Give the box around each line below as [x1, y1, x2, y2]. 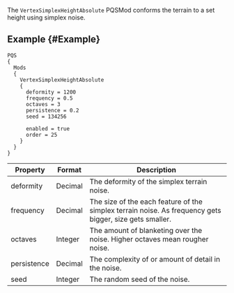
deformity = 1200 [25, 89, 77, 96]
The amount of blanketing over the [89, 225, 203, 235]
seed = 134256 [25, 113, 68, 120]
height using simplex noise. [7, 13, 86, 22]
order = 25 [25, 131, 58, 138]
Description [136, 165, 176, 174]
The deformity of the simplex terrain [89, 176, 208, 186]
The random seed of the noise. [89, 274, 190, 284]
